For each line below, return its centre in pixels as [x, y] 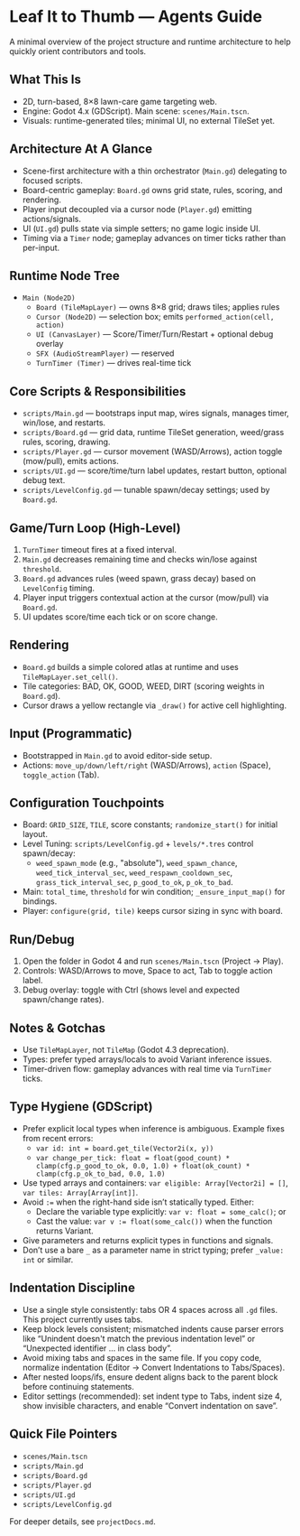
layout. [35, 834]
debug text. [44, 480]
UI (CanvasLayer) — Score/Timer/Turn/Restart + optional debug [155, 334]
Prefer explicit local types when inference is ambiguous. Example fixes [154, 1128]
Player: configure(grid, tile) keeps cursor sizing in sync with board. [153, 911]
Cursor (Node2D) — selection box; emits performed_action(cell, [155, 317]
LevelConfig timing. [58, 588]
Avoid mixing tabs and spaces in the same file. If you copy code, [142, 1357]
